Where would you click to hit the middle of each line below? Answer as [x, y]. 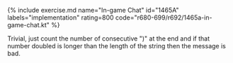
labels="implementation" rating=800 [61, 17]
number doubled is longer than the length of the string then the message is [117, 46]
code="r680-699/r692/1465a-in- [164, 17]
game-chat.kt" [28, 25]
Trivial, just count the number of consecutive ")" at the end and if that [109, 38]
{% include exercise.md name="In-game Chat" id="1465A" [93, 10]
